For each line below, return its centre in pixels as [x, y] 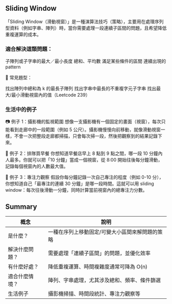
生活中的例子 [21, 110]
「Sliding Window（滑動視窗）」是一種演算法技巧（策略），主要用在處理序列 [84, 21]
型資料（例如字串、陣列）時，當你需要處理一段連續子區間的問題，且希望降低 [86, 28]
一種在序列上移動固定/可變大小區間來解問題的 [103, 232]
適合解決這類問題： [29, 49]
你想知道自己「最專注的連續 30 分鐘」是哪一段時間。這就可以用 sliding [80, 184]
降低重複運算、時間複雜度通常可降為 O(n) [98, 267]
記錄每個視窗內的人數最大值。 [37, 166]
